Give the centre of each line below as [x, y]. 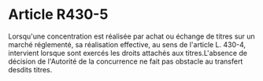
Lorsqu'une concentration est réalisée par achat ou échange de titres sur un [132, 36]
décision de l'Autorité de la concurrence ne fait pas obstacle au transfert [126, 61]
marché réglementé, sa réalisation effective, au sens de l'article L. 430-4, [127, 44]
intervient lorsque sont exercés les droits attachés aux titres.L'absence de [128, 53]
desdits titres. [30, 69]
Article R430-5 [58, 15]
